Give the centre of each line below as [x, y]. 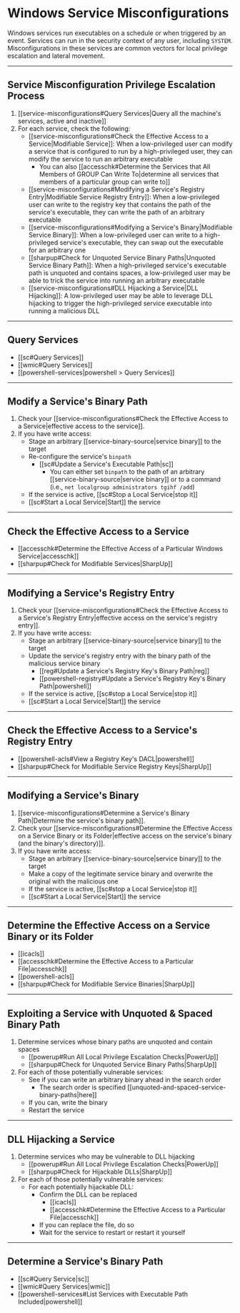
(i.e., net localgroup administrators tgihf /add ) [122, 487]
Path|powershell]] [65, 686]
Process [26, 96]
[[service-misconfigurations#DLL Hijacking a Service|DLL [113, 288]
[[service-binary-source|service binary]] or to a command [135, 480]
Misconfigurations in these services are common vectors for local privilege [117, 48]
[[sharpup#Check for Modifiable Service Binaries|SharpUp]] [106, 984]
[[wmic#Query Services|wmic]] [64, 1286]
